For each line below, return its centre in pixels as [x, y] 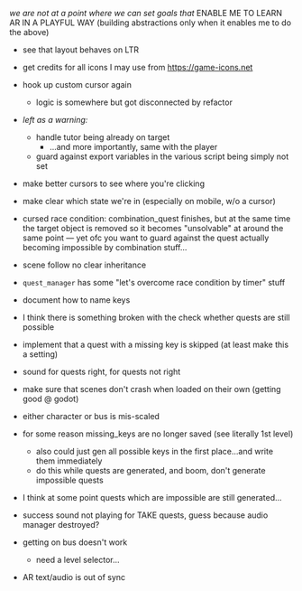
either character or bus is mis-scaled [91, 416]
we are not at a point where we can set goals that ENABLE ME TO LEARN [146, 13]
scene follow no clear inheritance [84, 265]
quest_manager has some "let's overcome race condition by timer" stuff [154, 282]
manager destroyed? [61, 525]
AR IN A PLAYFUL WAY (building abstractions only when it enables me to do [150, 23]
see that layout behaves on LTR [81, 50]
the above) [29, 32]
